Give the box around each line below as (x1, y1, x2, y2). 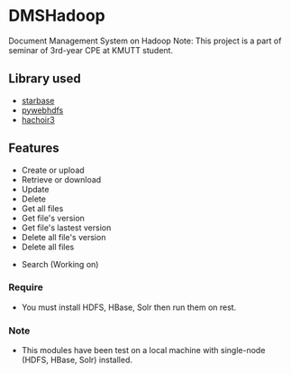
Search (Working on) (21, 258, 99, 269)
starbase (21, 95, 55, 106)
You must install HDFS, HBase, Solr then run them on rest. (21, 302, 237, 313)
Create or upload (21, 164, 85, 175)
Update (21, 183, 50, 194)
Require (8, 281, 44, 294)
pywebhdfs (21, 105, 64, 116)
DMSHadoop (8, 5, 105, 26)
